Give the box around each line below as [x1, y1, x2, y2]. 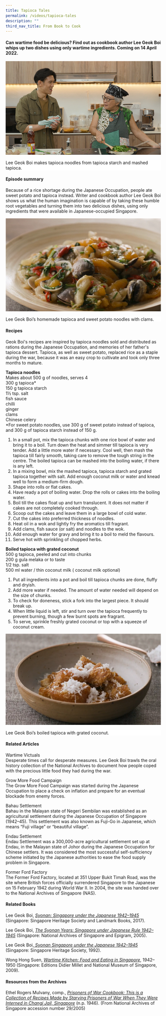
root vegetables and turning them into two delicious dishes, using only [5, 203, 148, 209]
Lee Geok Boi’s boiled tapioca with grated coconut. [5, 729, 109, 736]
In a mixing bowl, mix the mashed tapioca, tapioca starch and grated [12, 468, 152, 474]
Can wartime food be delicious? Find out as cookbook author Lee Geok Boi [5, 40, 161, 45]
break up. [12, 603, 33, 609]
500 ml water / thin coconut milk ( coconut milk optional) [5, 567, 121, 573]
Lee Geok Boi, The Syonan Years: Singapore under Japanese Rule [5, 927, 141, 933]
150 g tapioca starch [5, 385, 47, 391]
